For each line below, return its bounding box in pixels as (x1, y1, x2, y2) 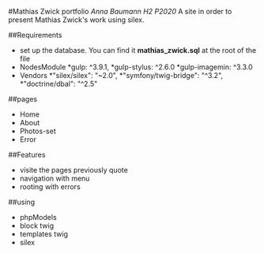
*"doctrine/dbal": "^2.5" (19, 79, 98, 88)
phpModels (19, 213, 57, 221)
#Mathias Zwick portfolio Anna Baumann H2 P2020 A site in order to (8, 7, 232, 16)
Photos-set (19, 126, 57, 136)
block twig (19, 221, 54, 230)
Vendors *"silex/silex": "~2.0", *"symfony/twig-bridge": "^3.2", (19, 71, 224, 80)
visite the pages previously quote (19, 166, 128, 174)
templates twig (19, 229, 69, 239)
